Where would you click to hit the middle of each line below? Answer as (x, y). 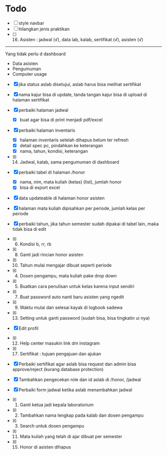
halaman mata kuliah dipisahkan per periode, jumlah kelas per (82, 208)
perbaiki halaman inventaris (47, 130)
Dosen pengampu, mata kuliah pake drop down (68, 276)
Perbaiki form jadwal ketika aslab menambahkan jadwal (76, 390)
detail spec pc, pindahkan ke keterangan (61, 146)
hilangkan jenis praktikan (44, 29)
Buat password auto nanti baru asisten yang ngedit (72, 297)
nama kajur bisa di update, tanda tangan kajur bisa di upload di (83, 94)
